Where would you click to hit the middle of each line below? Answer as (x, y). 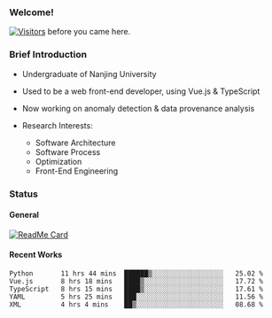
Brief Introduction (48, 55)
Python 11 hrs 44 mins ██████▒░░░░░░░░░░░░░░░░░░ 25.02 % (136, 273)
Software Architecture (75, 143)
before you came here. (89, 32)
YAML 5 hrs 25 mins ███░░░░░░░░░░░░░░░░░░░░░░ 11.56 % (136, 297)
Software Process (68, 151)
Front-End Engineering (77, 171)
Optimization (58, 161)
